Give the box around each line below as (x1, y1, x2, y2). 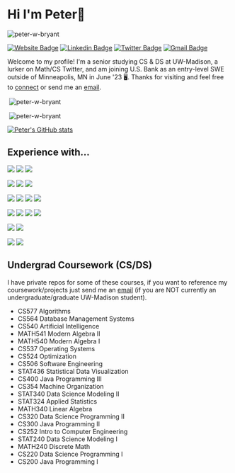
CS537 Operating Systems (17, 344, 96, 353)
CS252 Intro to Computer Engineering (17, 427, 128, 435)
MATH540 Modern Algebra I (17, 336, 101, 346)
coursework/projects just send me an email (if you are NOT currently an (7, 285, 217, 294)
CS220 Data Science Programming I (17, 450, 123, 458)
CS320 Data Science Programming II (17, 412, 125, 421)
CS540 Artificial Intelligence (17, 321, 100, 330)
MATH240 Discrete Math (17, 442, 91, 450)
